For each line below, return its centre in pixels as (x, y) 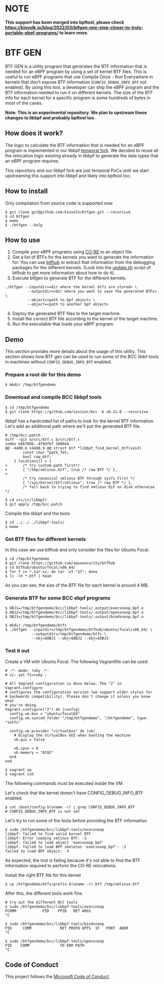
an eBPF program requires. (32, 161)
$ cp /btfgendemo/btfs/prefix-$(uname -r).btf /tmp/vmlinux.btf (72, 884)
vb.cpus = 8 (26, 748)
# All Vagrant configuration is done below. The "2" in (63, 683)
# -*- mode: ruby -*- (27, 670)
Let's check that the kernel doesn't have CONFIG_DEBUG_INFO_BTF (74, 793)
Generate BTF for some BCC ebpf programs (58, 598)
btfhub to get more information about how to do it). (64, 273)
